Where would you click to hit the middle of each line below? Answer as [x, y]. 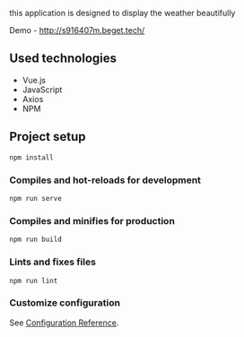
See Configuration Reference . [64, 323]
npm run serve [36, 198]
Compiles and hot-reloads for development [105, 180]
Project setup [48, 137]
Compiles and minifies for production [92, 220]
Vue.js [34, 80]
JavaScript [42, 90]
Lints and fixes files [53, 262]
